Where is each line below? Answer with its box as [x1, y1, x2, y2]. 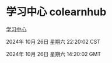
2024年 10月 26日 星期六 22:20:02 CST [6, 38, 101, 45]
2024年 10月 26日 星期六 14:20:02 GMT [6, 50, 101, 57]
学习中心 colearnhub [6, 5, 107, 19]
